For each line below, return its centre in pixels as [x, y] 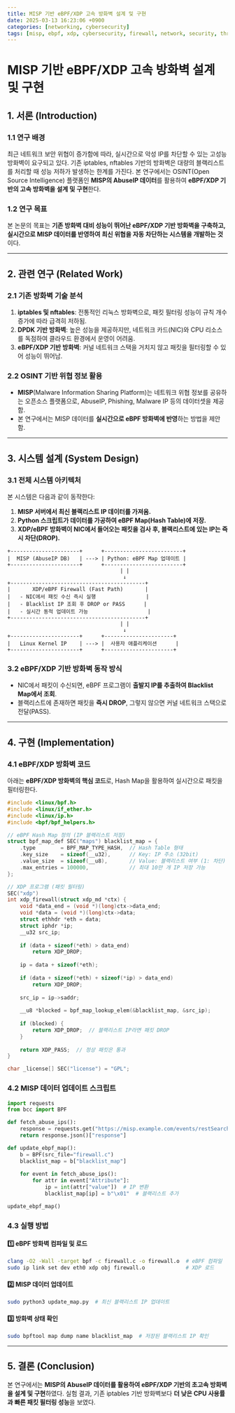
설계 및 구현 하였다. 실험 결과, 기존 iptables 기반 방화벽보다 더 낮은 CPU [111, 1393]
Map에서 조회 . [37, 694]
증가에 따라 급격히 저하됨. [52, 321]
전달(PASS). [34, 712]
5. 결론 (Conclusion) [51, 1366]
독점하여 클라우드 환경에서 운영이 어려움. [80, 339]
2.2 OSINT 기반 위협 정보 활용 [55, 376]
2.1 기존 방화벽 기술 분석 [45, 295]
